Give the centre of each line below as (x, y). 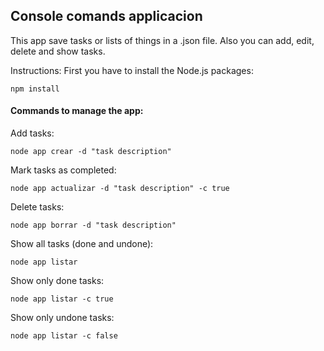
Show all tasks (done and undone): (82, 244)
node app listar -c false (64, 336)
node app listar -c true (62, 299)
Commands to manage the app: (77, 111)
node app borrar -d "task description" (93, 225)
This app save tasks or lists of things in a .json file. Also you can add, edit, (162, 40)
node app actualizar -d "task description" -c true (120, 189)
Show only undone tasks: (62, 318)
